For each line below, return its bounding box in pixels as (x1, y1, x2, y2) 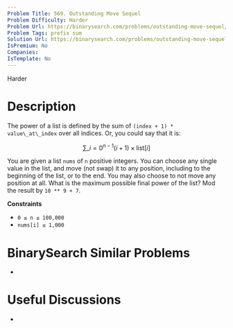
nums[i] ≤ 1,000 (17, 222, 64, 229)
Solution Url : (7, 36, 49, 43)
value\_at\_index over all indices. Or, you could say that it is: (7, 129, 181, 137)
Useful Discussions (7, 292, 121, 308)
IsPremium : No (7, 42, 49, 49)
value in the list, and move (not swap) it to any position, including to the (7, 164, 211, 173)
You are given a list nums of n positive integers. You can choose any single (7, 157, 217, 165)
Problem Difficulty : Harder (7, 17, 89, 24)
